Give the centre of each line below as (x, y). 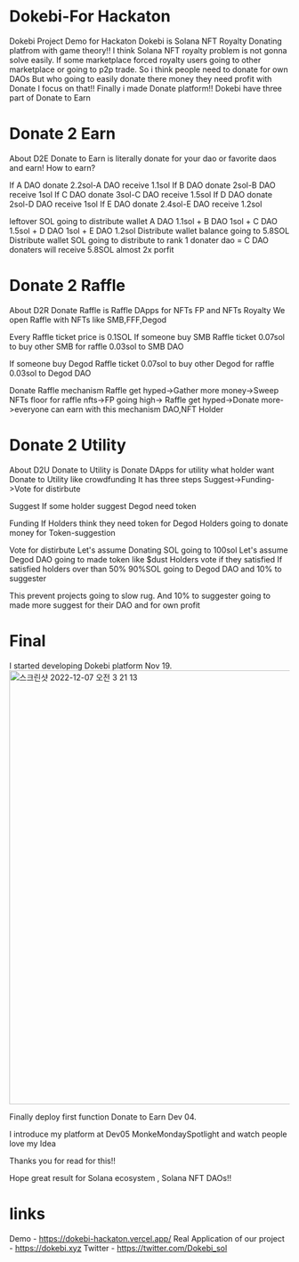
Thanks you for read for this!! (62, 1161)
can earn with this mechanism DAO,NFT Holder (137, 409)
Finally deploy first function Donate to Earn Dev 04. (103, 1116)
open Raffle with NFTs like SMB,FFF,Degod (88, 320)
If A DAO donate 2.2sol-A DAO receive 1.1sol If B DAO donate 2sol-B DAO (142, 185)
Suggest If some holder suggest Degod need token (103, 506)
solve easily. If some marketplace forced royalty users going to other (135, 60)
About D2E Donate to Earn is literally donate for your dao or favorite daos (143, 158)
